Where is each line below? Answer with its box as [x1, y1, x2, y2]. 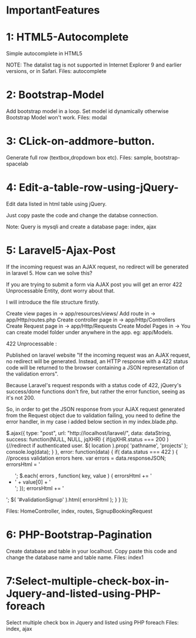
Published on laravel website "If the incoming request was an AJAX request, [6, 351, 191, 358]
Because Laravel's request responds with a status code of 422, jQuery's [6, 381, 181, 388]
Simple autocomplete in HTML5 [6, 50, 82, 57]
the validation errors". [6, 370, 59, 377]
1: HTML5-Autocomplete [6, 31, 129, 44]
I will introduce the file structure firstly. [6, 298, 99, 305]
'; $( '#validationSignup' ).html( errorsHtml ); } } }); [6, 496, 128, 503]
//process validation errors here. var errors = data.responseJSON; [6, 454, 167, 461]
